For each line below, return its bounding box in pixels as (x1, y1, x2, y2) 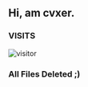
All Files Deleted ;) (8, 68, 81, 79)
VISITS (8, 30, 36, 42)
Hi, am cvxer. (8, 6, 75, 20)
